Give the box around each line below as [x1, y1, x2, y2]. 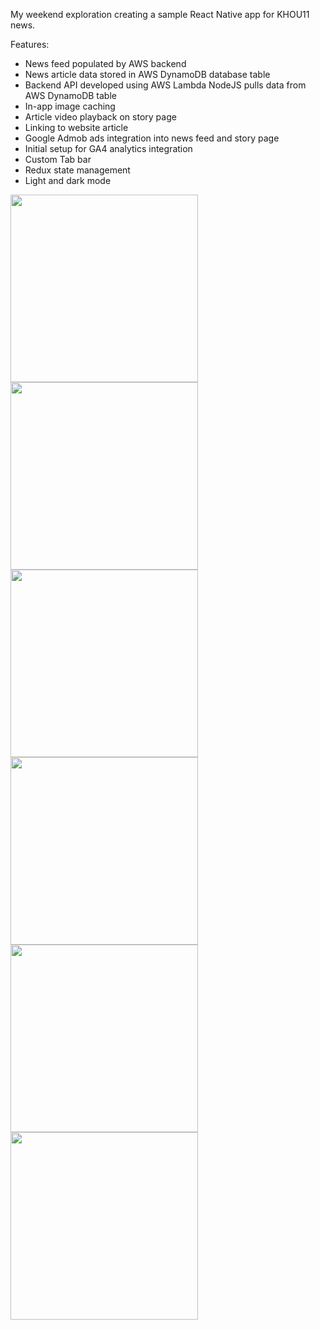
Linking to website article [24, 122, 129, 133]
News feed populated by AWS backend [24, 58, 187, 69]
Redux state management [24, 164, 131, 176]
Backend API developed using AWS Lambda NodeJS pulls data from [24, 79, 307, 91]
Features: [10, 39, 50, 50]
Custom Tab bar [24, 154, 92, 165]
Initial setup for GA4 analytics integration [24, 143, 193, 154]
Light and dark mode [24, 175, 112, 186]
